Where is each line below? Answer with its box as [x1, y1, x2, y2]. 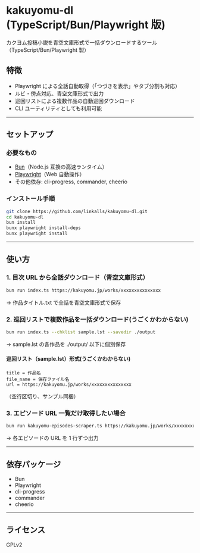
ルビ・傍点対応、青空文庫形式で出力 [14, 90, 104, 97]
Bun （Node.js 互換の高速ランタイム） [14, 163, 108, 170]
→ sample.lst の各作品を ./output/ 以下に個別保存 [6, 340, 126, 348]
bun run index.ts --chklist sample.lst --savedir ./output [6, 329, 156, 335]
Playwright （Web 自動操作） [14, 171, 85, 178]
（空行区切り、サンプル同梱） [6, 393, 79, 400]
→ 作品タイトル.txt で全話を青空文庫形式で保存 [6, 299, 121, 306]
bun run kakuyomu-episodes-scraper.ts [6, 423, 102, 429]
